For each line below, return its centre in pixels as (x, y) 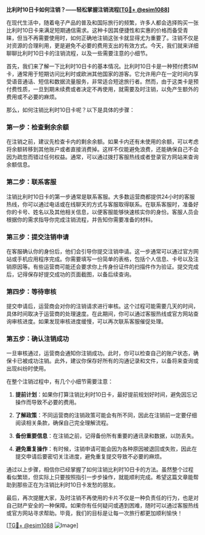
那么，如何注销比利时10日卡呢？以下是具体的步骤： (71, 110)
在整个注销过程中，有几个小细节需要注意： (60, 381)
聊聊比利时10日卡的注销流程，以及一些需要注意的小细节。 (79, 53)
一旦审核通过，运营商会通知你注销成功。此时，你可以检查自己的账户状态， (100, 353)
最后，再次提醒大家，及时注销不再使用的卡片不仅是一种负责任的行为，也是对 (103, 498)
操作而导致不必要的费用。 (47, 402)
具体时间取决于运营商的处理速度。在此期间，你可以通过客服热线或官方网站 (100, 314)
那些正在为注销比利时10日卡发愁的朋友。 (68, 485)
